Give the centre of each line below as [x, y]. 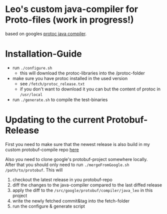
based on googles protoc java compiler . [46, 33]
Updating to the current [55, 120]
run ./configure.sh [32, 67]
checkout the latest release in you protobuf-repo [62, 179]
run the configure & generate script [48, 206]
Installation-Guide [43, 54]
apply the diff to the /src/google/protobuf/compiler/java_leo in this [82, 190]
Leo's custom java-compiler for [72, 9]
